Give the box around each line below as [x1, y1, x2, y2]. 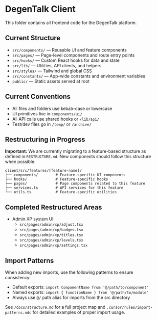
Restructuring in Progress [5, 135, 86, 143]
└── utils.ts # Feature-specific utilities [5, 190, 117, 195]
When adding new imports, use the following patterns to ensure [5, 269, 134, 275]
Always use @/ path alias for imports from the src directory [12, 294, 131, 300]
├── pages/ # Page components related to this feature [5, 181, 146, 186]
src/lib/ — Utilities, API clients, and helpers [12, 62, 102, 68]
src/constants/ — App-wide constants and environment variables [12, 73, 146, 79]
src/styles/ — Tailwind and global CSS [12, 68, 92, 74]
